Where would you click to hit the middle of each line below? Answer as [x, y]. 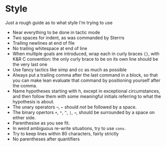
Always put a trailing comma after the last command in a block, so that [85, 75]
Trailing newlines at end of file [44, 43]
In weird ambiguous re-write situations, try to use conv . [69, 128]
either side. [24, 117]
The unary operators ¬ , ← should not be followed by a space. [74, 107]
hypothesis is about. [33, 101]
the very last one [30, 64]
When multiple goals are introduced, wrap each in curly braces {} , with [86, 54]
